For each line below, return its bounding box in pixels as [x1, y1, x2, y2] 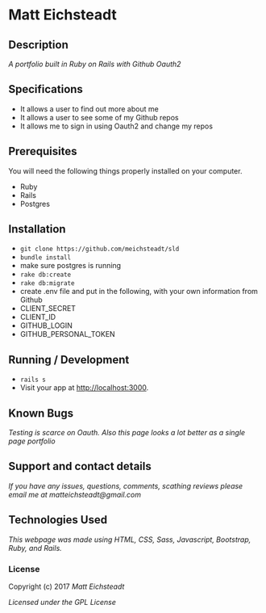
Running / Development [8, 353, 130, 367]
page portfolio [8, 436, 56, 446]
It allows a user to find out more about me [19, 103, 159, 114]
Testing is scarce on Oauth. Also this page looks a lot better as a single [8, 428, 246, 438]
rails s [19, 376, 46, 384]
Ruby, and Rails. [8, 543, 62, 552]
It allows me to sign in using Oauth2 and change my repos [19, 121, 214, 131]
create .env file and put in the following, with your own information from [19, 287, 258, 296]
